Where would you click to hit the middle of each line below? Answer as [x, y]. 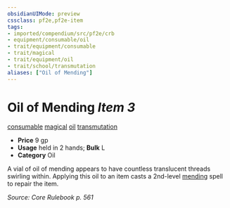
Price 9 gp [33, 141]
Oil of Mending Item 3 [71, 107]
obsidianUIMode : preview [44, 14]
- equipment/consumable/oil [49, 40]
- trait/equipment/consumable [52, 46]
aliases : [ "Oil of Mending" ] [50, 72]
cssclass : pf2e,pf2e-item [45, 20]
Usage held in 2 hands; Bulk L [61, 148]
